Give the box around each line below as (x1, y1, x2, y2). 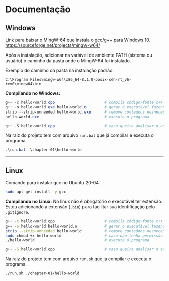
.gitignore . (5, 209, 29, 215)
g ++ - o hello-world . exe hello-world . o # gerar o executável (5, 104, 150, 109)
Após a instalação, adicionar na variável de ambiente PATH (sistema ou (5, 52, 152, 58)
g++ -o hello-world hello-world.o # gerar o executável (5, 223, 150, 229)
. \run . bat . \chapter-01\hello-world (5, 147, 82, 152)
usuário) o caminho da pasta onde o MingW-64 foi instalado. (5, 58, 131, 64)
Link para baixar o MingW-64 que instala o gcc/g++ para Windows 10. (5, 37, 151, 43)
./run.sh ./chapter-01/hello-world (5, 271, 80, 276)
